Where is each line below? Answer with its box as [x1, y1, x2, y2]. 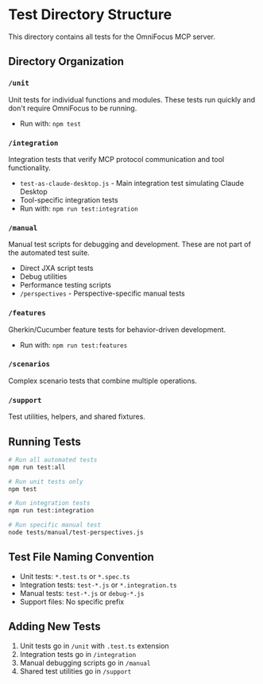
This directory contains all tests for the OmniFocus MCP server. [8, 32, 216, 41]
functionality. [8, 163, 52, 172]
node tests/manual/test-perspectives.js [8, 528, 145, 537]
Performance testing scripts [19, 280, 111, 290]
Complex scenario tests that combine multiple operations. [8, 376, 197, 385]
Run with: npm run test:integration [19, 203, 138, 213]
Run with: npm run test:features [19, 340, 128, 350]
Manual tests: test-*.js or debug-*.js [19, 588, 145, 597]
